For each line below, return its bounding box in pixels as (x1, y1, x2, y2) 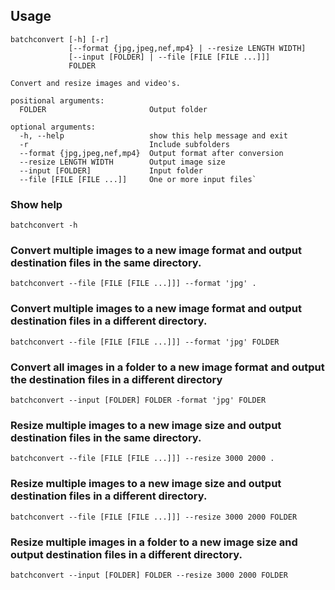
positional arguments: (10, 95, 105, 106)
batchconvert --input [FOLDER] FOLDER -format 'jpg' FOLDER (10, 395, 267, 405)
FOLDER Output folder (19, 104, 208, 114)
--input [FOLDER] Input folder (19, 165, 203, 176)
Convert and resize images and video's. (10, 78, 182, 88)
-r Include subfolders (19, 139, 230, 149)
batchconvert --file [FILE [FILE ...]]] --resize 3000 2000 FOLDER (10, 512, 298, 522)
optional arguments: (10, 122, 97, 132)
